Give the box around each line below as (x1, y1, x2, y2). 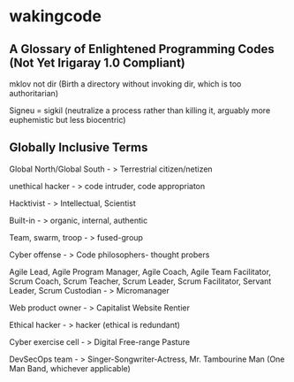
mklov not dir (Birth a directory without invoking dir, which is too (9, 79, 242, 89)
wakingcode (9, 6, 102, 27)
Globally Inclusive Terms (9, 140, 148, 156)
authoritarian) (9, 88, 59, 98)
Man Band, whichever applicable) (9, 363, 131, 373)
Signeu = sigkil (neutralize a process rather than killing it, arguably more (9, 105, 271, 116)
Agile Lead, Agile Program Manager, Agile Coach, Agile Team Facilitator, (9, 266, 272, 277)
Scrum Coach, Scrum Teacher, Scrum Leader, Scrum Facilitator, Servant (9, 276, 272, 286)
